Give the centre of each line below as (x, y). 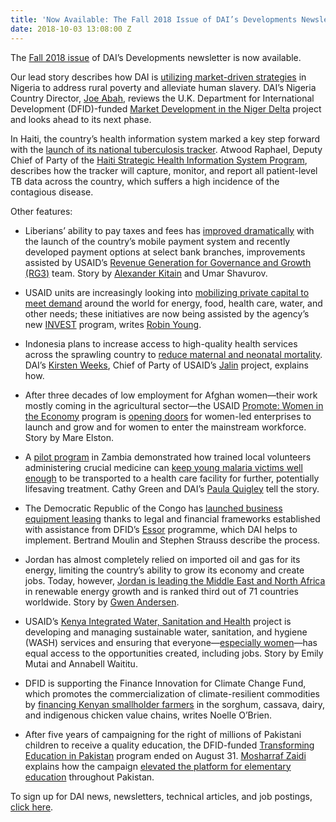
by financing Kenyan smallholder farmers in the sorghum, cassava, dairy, (175, 704)
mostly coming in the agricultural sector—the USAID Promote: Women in (174, 405)
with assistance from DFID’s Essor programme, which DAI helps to (161, 529)
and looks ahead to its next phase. (81, 119)
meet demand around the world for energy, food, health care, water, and (173, 303)
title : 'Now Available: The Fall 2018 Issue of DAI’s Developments (154, 19)
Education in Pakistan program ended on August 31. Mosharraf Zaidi (165, 755)
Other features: (41, 211)
